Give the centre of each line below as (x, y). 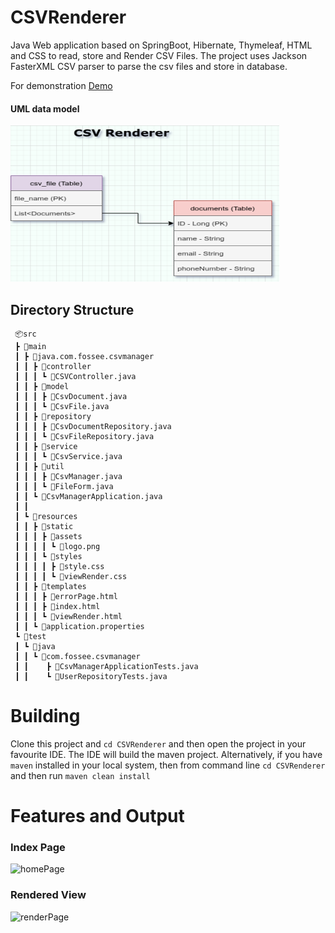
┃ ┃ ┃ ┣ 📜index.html (57, 606)
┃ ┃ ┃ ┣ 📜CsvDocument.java (71, 396)
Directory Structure (72, 309)
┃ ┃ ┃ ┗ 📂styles (48, 556)
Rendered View (48, 895)
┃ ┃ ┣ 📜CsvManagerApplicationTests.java (106, 666)
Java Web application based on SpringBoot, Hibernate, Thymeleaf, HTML (161, 45)
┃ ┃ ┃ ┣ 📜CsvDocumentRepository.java (93, 426)
